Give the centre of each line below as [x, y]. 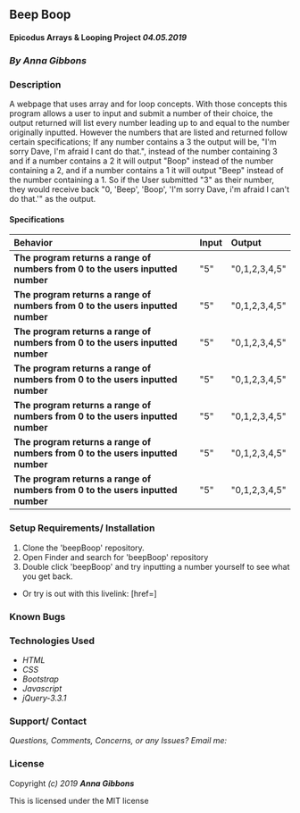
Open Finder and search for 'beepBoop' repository [115, 557]
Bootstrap [41, 679]
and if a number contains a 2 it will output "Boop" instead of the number [142, 161]
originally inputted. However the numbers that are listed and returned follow [149, 132]
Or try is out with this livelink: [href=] [90, 593]
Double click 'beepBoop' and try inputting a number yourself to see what [156, 566]
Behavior [33, 243]
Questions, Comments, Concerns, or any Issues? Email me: [118, 741]
